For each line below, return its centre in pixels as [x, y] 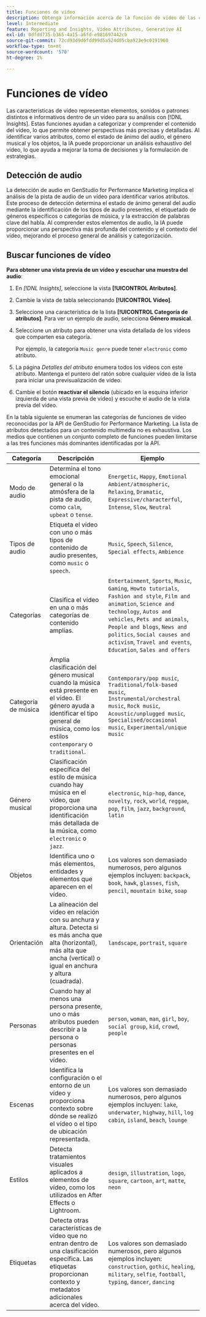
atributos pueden [74, 1022]
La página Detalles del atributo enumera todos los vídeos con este [99, 367]
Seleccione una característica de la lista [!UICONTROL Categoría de [101, 312]
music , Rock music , [134, 706]
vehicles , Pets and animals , [148, 619]
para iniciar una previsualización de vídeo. [69, 380]
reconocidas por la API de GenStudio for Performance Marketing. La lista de [102, 423]
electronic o [68, 838]
